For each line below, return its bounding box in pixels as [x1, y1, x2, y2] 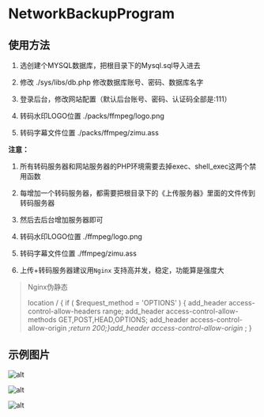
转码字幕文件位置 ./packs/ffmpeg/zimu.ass [19, 128, 160, 137]
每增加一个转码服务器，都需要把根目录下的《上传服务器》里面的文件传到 [19, 188, 255, 198]
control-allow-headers [27, 306, 101, 316]
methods [27, 315, 57, 324]
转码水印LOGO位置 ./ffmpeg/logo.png [19, 232, 142, 241]
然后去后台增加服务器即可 [19, 215, 104, 224]
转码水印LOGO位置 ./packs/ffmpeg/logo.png [19, 112, 164, 120]
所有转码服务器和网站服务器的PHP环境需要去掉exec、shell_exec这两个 [19, 161, 250, 171]
